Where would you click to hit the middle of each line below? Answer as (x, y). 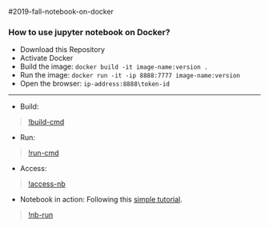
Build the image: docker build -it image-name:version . (114, 66)
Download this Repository (62, 50)
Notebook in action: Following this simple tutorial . (101, 200)
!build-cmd (46, 122)
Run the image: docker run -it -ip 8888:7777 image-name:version (130, 75)
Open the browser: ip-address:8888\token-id (95, 84)
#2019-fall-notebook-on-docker (61, 12)
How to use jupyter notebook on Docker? (89, 32)
